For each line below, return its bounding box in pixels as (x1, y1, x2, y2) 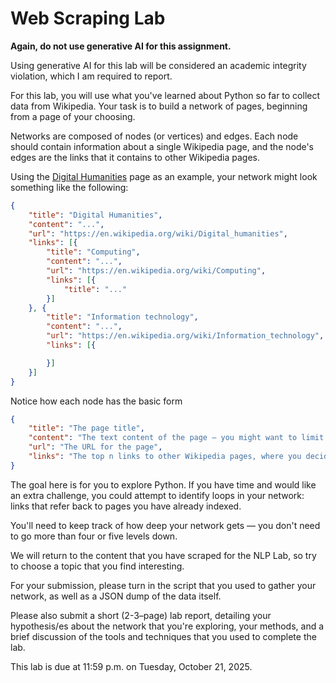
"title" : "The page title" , (28, 423, 145, 434)
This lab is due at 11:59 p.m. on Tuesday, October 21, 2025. (10, 660, 253, 672)
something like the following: (10, 181, 129, 193)
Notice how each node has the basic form (10, 395, 183, 407)
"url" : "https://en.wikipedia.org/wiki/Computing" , (46, 266, 267, 276)
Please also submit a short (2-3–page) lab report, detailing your (10, 609, 272, 621)
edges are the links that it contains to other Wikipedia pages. (10, 151, 261, 163)
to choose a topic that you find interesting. (10, 560, 185, 572)
